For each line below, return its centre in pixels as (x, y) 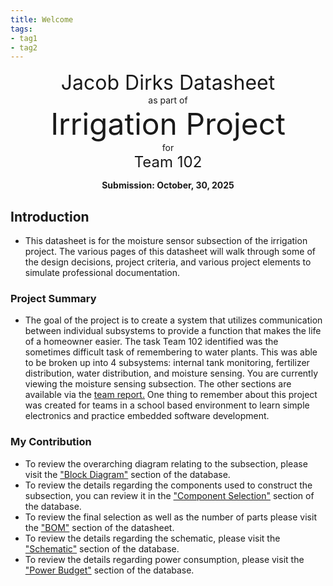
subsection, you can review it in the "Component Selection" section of (169, 495)
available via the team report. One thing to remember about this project (171, 395)
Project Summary (53, 298)
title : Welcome (42, 19)
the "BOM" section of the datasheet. (99, 527)
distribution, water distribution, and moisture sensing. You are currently (171, 373)
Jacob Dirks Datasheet (168, 83)
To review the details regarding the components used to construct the (168, 485)
